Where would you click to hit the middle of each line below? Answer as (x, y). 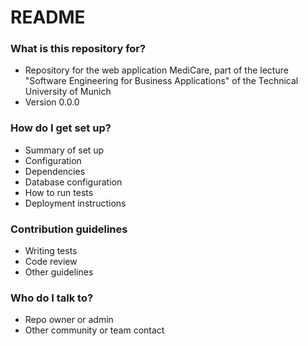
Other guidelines (59, 272)
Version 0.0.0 (52, 102)
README (48, 17)
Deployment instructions (75, 203)
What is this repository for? (78, 49)
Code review (51, 262)
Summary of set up (64, 150)
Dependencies (55, 171)
